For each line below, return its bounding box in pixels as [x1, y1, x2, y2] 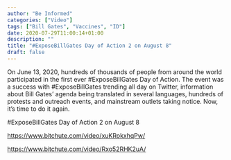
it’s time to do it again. [7, 105, 70, 113]
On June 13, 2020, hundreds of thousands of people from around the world [7, 67, 222, 76]
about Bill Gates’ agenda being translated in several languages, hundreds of [7, 89, 224, 98]
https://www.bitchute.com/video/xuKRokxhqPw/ [7, 131, 146, 139]
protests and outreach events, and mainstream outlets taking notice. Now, [7, 97, 219, 105]
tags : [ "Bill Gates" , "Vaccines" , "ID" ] [7, 23, 126, 30]
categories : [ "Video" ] [7, 17, 73, 24]
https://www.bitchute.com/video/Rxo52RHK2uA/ [7, 145, 146, 153]
